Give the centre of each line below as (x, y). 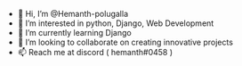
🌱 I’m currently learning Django (74, 33)
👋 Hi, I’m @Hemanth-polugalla (73, 14)
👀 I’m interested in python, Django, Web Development (116, 23)
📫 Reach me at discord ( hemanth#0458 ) (95, 52)
